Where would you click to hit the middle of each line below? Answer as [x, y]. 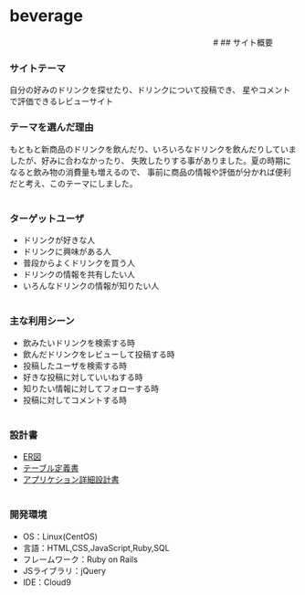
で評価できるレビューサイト [62, 101]
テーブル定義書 [51, 468]
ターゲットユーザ [47, 218]
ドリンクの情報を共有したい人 [79, 274]
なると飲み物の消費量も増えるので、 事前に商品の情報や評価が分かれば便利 [150, 172]
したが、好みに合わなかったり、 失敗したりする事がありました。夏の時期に [151, 160]
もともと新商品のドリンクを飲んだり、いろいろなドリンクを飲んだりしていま [153, 149]
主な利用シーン [42, 321]
